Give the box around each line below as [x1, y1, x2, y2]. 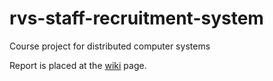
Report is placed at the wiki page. [9, 59, 147, 71]
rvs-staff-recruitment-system [9, 7, 264, 30]
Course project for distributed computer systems [9, 40, 211, 52]
